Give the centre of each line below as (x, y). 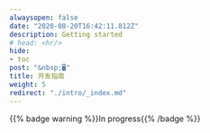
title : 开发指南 (37, 76)
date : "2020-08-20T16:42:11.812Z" (74, 26)
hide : (19, 51)
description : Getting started (66, 34)
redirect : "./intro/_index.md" (68, 93)
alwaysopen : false (44, 18)
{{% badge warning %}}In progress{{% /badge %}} (105, 119)
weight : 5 (28, 84)
